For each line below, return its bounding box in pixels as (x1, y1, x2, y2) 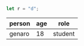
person (9, 19, 30, 27)
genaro (9, 29, 30, 38)
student (53, 29, 75, 38)
